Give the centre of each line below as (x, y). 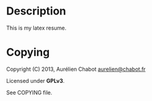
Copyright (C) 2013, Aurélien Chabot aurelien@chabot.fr (76, 69)
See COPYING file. (29, 93)
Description (36, 11)
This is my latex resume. (36, 28)
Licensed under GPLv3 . (36, 80)
